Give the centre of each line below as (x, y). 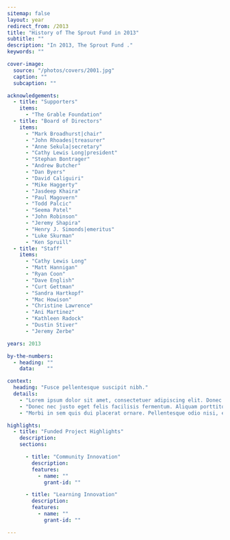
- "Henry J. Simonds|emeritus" (70, 229)
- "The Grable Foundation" (64, 115)
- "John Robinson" (51, 217)
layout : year (26, 20)
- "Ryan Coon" (46, 274)
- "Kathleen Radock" (54, 319)
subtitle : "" (26, 39)
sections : (34, 445)
